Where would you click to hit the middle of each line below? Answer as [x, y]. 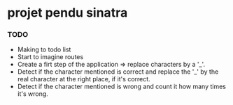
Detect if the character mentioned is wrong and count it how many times [121, 87]
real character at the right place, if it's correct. [84, 79]
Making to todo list [44, 49]
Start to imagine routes [50, 57]
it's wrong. [33, 94]
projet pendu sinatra [68, 13]
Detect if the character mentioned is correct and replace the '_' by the [118, 72]
